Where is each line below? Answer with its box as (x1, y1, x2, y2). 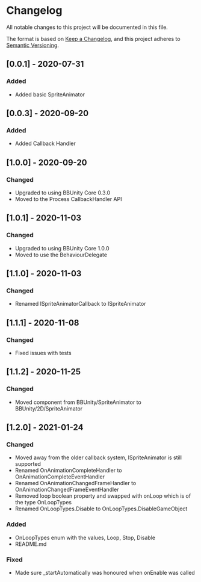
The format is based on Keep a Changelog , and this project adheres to (6, 35, 181, 42)
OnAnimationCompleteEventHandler (14, 473, 105, 480)
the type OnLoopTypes (14, 499, 72, 506)
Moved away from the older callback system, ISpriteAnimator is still (14, 454, 182, 461)
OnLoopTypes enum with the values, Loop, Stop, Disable (14, 534, 155, 541)
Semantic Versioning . (6, 42, 59, 49)
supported (14, 460, 41, 468)
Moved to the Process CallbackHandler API (14, 196, 122, 202)
